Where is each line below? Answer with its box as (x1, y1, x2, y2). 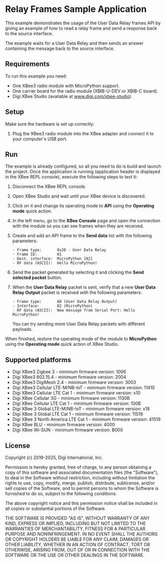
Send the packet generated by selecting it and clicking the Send (12, 270, 144, 276)
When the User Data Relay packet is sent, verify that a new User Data (12, 284, 156, 290)
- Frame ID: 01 (12, 252, 62, 257)
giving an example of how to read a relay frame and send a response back (5, 25, 158, 31)
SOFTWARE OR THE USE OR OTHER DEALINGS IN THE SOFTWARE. (5, 552, 145, 558)
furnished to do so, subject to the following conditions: (5, 491, 117, 496)
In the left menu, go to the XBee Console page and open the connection (12, 218, 161, 224)
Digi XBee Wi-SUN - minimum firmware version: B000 (12, 427, 123, 433)
